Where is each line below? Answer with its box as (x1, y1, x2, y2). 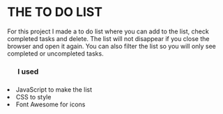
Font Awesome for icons (16, 100, 86, 108)
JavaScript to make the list (16, 85, 93, 94)
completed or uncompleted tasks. (7, 49, 104, 58)
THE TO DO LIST (7, 4, 103, 20)
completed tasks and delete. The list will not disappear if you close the (7, 34, 210, 42)
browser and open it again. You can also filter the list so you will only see (7, 42, 216, 50)
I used (17, 67, 39, 76)
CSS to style (16, 92, 52, 101)
